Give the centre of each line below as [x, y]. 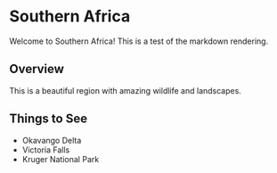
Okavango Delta [52, 140]
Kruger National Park [61, 159]
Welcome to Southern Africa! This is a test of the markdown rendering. [139, 41]
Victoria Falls [46, 150]
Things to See [48, 119]
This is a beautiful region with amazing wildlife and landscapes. [126, 90]
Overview [37, 69]
